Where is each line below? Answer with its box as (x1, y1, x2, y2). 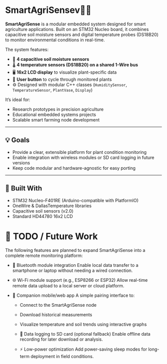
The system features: (5, 46, 49, 52)
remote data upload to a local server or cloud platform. (12, 282, 125, 288)
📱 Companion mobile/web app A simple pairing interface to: (12, 292, 135, 298)
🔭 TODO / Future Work (5, 231, 98, 242)
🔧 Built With (5, 184, 42, 193)
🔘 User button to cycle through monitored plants (12, 76, 112, 82)
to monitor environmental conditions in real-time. (5, 37, 105, 43)
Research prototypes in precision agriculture (12, 106, 104, 112)
